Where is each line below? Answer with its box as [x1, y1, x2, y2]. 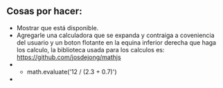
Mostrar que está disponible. [16, 23, 99, 32]
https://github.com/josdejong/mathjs [16, 53, 122, 61]
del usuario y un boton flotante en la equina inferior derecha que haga [16, 38, 216, 47]
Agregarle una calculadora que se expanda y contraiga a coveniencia [16, 31, 215, 39]
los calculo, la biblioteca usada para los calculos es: [16, 45, 165, 54]
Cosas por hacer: [6, 5, 82, 17]
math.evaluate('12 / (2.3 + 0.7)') [26, 67, 117, 76]
